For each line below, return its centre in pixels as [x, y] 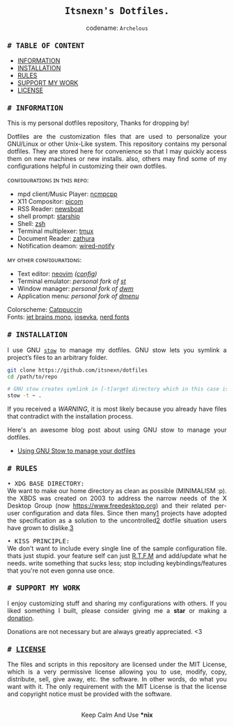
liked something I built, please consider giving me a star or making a [117, 610]
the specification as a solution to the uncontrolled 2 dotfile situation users [117, 520]
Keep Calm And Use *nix [117, 715]
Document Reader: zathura [56, 239]
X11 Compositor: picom [50, 202]
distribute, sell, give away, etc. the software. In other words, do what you [117, 679]
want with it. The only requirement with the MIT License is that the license [117, 687]
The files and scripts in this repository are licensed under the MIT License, [117, 665]
